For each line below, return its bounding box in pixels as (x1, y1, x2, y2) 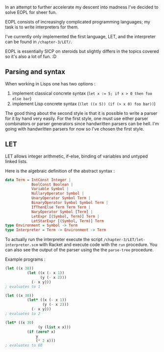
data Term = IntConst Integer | (5, 177, 71, 182)
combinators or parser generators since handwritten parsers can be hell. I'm (5, 120, 159, 127)
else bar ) (12, 95, 32, 101)
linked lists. (5, 158, 28, 164)
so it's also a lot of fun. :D (5, 54, 57, 59)
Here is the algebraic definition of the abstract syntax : (5, 168, 115, 174)
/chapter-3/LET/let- (103, 238, 145, 243)
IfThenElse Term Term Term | (31, 205, 91, 210)
